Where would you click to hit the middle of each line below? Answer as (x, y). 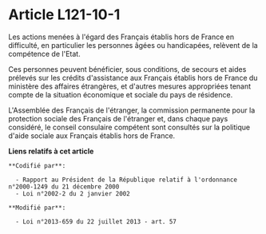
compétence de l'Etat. (45, 54)
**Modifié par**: (37, 208)
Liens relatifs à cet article (51, 151)
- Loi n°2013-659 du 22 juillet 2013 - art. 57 (96, 221)
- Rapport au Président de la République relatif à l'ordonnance (127, 180)
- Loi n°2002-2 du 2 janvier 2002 (73, 193)
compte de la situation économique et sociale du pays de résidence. (121, 94)
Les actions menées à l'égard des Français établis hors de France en (121, 37)
